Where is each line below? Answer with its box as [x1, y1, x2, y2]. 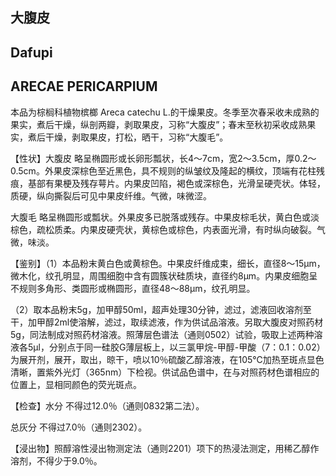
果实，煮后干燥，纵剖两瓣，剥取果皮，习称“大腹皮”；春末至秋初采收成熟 [10, 118, 308, 130]
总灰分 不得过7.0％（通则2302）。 [10, 421, 148, 433]
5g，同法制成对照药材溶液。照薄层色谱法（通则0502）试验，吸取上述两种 [10, 328, 315, 340]
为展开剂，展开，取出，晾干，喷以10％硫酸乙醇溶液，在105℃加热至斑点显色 [10, 353, 325, 365]
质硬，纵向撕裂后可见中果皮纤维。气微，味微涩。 [10, 189, 212, 202]
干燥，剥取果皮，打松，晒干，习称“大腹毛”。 [44, 131, 229, 143]
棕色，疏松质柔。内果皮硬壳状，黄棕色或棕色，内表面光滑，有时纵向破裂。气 [10, 223, 326, 235]
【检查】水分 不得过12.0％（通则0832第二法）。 [10, 399, 205, 412]
